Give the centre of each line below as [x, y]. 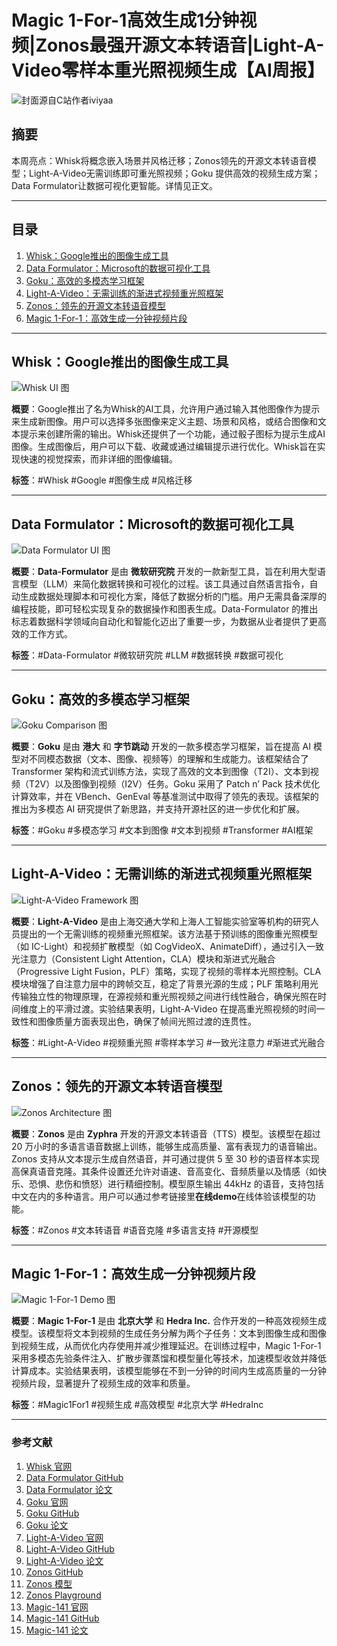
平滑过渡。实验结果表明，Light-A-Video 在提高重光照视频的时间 [185, 1008]
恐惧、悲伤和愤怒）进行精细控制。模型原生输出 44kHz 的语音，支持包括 [176, 1183]
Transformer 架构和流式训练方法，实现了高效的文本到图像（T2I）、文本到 [161, 771]
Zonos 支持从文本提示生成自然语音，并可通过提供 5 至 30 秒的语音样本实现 [165, 1158]
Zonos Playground [63, 1595]
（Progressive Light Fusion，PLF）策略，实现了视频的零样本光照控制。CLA [166, 971]
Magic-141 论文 [57, 1630]
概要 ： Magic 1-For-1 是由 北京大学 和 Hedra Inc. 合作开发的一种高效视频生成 [169, 1321]
